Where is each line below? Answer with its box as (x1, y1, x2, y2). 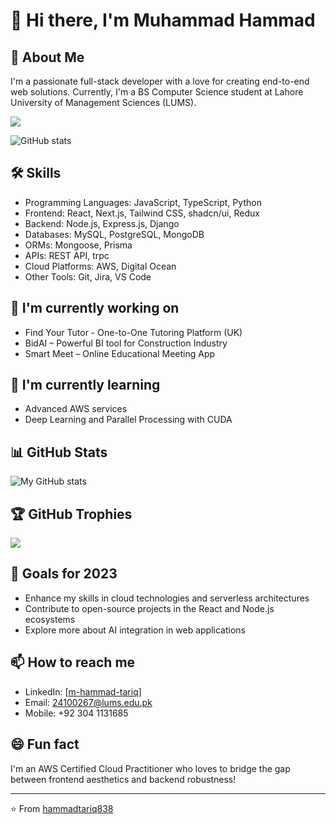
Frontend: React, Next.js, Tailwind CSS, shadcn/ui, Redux (24, 207, 260, 219)
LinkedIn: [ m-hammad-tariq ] (24, 685, 142, 698)
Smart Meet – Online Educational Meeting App (24, 347, 216, 359)
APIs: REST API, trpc (24, 249, 110, 261)
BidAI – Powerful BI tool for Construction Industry (24, 337, 228, 349)
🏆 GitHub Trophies (10, 505, 133, 523)
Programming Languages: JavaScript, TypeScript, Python (24, 196, 262, 208)
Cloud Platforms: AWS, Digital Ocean (24, 260, 177, 272)
